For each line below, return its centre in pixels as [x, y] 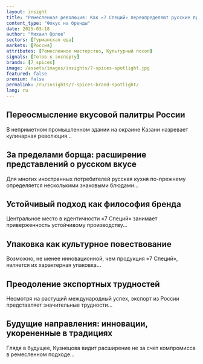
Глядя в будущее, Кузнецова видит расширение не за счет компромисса [101, 348]
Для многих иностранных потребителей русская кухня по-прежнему [96, 179]
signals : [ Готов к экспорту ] [43, 57]
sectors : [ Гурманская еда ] [40, 40]
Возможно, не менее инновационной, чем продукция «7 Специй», [92, 259]
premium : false [25, 79]
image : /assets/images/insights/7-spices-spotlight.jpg [78, 68]
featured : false [27, 74]
